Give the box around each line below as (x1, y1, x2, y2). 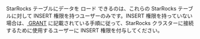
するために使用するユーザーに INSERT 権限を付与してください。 (6, 27, 163, 34)
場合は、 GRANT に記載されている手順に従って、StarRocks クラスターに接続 (6, 20, 194, 26)
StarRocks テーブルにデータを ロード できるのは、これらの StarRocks (6, 5, 177, 12)
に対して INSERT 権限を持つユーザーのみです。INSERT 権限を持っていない (11, 12, 193, 19)
